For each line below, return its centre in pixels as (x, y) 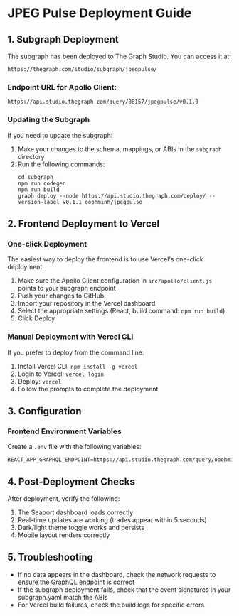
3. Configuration (44, 411)
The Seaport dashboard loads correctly (75, 512)
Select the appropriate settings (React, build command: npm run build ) (121, 311)
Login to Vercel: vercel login (61, 374)
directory (31, 156)
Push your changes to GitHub (61, 296)
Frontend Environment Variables (65, 431)
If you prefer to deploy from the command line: (76, 352)
